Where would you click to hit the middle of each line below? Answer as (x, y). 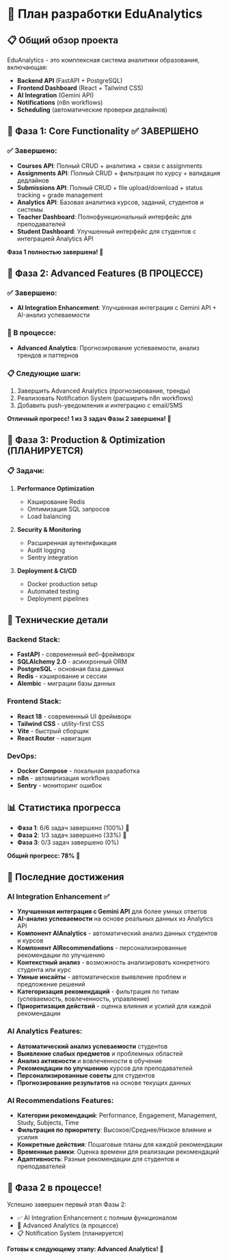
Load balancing (49, 516)
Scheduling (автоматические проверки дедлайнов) (92, 110)
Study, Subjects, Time (48, 1123)
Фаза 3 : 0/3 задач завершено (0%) (68, 842)
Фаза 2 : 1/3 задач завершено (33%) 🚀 (72, 835)
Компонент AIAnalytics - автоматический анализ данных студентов (117, 933)
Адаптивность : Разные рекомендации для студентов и (98, 1159)
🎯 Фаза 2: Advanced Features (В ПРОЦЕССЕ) (105, 274)
